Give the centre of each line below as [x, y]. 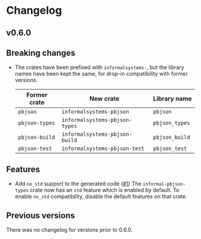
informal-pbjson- [164, 184]
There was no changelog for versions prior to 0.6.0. [69, 230]
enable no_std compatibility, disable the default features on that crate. [101, 196]
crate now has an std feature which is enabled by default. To [104, 190]
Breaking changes [41, 53]
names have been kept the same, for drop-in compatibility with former [101, 74]
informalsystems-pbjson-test [103, 149]
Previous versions [41, 215]
